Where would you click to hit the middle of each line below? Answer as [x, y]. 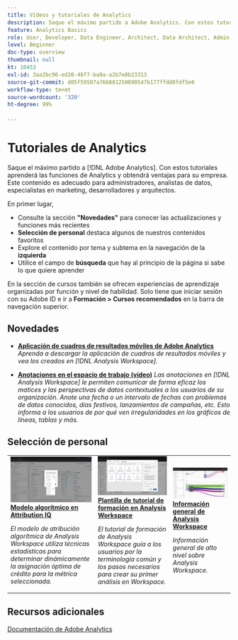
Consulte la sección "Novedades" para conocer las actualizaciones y [119, 217]
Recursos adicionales [56, 612]
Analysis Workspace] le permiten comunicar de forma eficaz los [112, 382]
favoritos [30, 240]
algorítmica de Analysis [45, 536]
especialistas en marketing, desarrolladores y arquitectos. [92, 190]
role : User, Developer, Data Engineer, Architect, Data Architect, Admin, [120, 38]
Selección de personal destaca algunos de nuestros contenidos [111, 232]
